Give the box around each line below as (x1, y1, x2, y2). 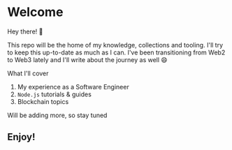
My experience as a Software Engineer (17, 82, 129, 91)
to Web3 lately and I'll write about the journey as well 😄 (7, 55, 168, 63)
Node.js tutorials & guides (17, 90, 92, 98)
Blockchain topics (17, 97, 69, 105)
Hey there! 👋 (7, 27, 43, 36)
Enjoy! (7, 131, 36, 143)
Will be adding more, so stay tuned (7, 111, 108, 119)
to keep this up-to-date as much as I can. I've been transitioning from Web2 (7, 48, 226, 57)
